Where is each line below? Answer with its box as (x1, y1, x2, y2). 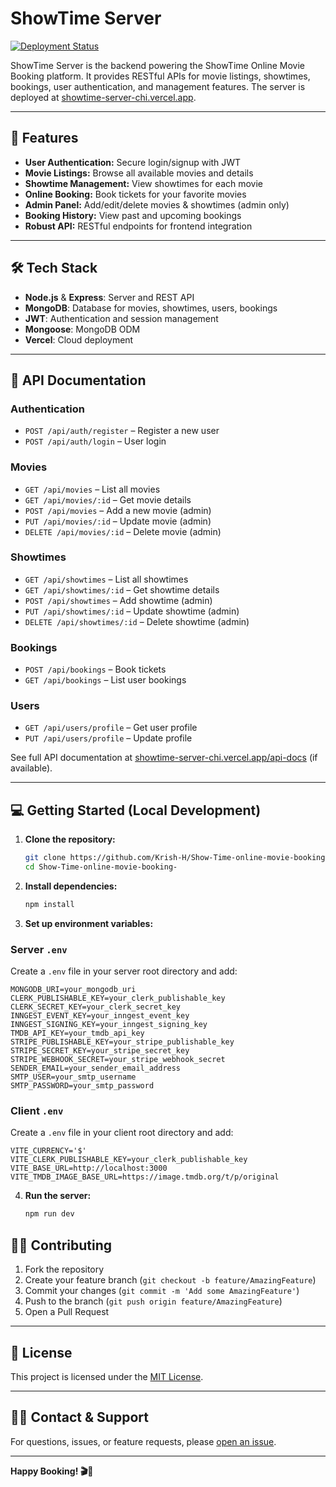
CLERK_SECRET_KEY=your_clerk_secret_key (10, 1002, 182, 1012)
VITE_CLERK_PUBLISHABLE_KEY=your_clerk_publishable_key (10, 1155, 248, 1165)
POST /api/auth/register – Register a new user (24, 425, 220, 437)
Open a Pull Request (24, 1306, 110, 1318)
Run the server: (24, 1190, 92, 1202)
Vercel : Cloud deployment (24, 333, 134, 346)
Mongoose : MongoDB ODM (24, 323, 141, 335)
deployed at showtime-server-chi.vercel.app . (10, 91, 197, 103)
